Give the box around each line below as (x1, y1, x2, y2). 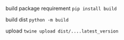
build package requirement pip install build (5, 5, 117, 12)
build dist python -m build (5, 16, 69, 23)
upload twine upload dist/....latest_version (5, 27, 119, 34)
